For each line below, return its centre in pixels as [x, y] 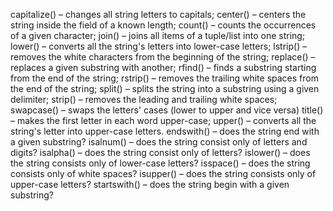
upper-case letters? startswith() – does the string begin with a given [150, 184]
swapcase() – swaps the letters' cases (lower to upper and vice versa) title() [167, 110]
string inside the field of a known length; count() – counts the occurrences [163, 25]
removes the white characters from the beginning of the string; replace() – [163, 57]
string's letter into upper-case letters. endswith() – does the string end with [165, 131]
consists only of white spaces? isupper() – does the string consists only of [163, 173]
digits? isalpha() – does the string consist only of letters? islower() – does [160, 152]
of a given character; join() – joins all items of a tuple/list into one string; [158, 35]
